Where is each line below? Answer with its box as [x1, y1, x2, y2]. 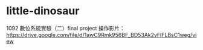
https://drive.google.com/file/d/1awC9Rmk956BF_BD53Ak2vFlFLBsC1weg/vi [6, 31, 197, 38]
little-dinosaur [6, 4, 80, 18]
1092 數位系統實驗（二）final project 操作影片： [6, 24, 125, 32]
